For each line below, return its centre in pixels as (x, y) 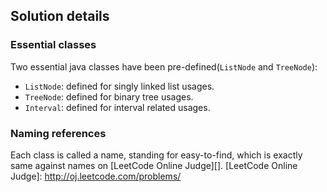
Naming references (58, 133)
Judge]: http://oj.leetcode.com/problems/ (96, 176)
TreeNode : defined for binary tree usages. (109, 96)
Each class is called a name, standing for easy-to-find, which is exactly (156, 155)
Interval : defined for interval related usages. (117, 107)
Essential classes (53, 45)
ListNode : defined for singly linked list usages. (119, 86)
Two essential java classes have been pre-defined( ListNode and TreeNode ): (164, 66)
